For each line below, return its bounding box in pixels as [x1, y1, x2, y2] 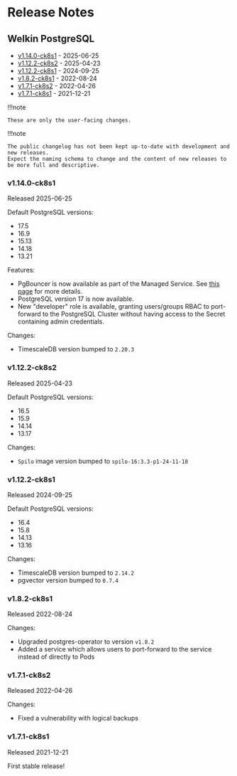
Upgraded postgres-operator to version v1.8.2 [17, 637, 155, 646]
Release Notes [7, 4, 94, 21]
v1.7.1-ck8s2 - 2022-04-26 [17, 82, 96, 90]
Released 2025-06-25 [7, 194, 72, 203]
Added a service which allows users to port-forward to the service [17, 645, 212, 654]
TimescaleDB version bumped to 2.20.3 [17, 345, 135, 354]
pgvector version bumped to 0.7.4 [17, 575, 119, 584]
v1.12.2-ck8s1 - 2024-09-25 [17, 67, 99, 75]
